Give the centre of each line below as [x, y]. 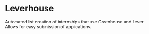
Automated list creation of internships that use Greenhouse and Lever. [75, 22]
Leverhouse [30, 8]
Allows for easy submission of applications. [48, 26]
